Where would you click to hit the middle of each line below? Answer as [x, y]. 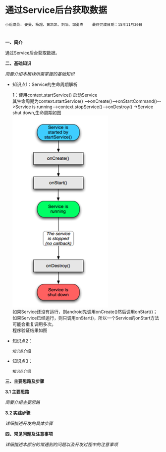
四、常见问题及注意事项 [29, 434]
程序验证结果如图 [30, 330]
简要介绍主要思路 [23, 402]
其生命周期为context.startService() [48, 101]
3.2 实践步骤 [18, 413]
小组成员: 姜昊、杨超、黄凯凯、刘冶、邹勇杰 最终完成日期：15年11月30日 [74, 25]
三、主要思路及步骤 [25, 381]
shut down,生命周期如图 [37, 113]
